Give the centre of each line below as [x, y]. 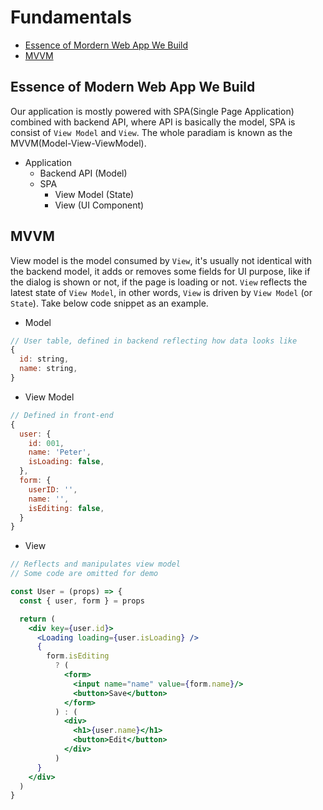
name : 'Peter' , [60, 452]
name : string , [48, 369]
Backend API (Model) [83, 173]
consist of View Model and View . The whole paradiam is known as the [151, 132]
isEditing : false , [66, 508]
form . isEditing [78, 656]
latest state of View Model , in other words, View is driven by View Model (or [161, 292]
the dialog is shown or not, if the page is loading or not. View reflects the [159, 282]
